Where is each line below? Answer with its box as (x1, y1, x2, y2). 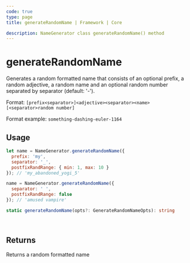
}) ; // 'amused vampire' (6, 197, 67, 203)
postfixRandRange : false (11, 192, 72, 198)
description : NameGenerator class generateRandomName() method (6, 30, 165, 36)
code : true (6, 8, 33, 15)
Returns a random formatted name (6, 251, 90, 258)
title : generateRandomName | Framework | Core (6, 19, 122, 25)
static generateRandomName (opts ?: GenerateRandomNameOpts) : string (6, 207, 175, 214)
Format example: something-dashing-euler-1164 (6, 115, 122, 122)
